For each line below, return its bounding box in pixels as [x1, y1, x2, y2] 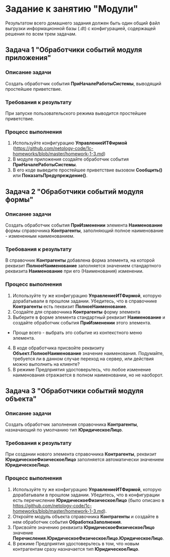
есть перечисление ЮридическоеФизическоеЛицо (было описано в [12, 497, 164, 503]
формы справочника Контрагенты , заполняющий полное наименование [5, 227, 164, 234]
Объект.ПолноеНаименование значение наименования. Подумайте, [12, 350, 164, 356]
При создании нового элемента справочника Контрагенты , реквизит [5, 451, 157, 457]
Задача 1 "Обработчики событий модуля [5, 45, 142, 54]
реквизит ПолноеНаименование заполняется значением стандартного [5, 263, 161, 269]
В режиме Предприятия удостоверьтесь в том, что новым [12, 540, 140, 546]
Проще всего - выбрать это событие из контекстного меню [12, 330, 143, 336]
